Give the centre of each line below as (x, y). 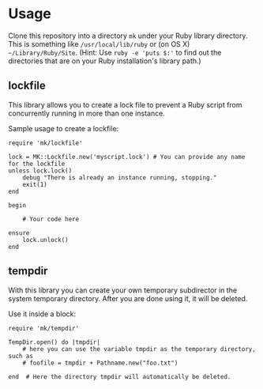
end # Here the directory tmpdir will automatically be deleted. (120, 376)
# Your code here (51, 219)
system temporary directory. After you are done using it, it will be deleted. (128, 298)
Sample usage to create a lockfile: (64, 128)
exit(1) (35, 184)
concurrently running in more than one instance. (87, 113)
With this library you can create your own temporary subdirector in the (123, 290)
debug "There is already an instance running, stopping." (120, 178)
